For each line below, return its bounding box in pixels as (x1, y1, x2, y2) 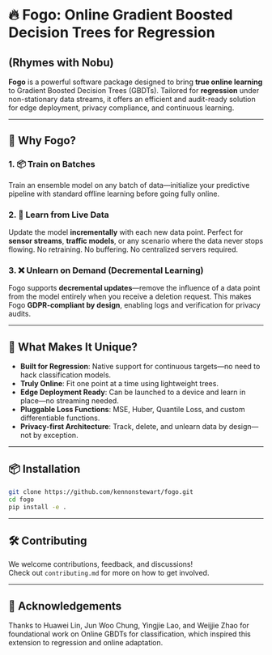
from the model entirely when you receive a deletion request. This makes (8, 291, 253, 301)
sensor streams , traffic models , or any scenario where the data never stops (8, 236, 264, 245)
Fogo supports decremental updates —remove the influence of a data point (8, 283, 261, 293)
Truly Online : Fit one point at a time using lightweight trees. (19, 379, 219, 389)
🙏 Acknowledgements (8, 599, 122, 613)
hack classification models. (19, 370, 112, 380)
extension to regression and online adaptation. (8, 638, 164, 648)
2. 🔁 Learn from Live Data (8, 209, 109, 220)
